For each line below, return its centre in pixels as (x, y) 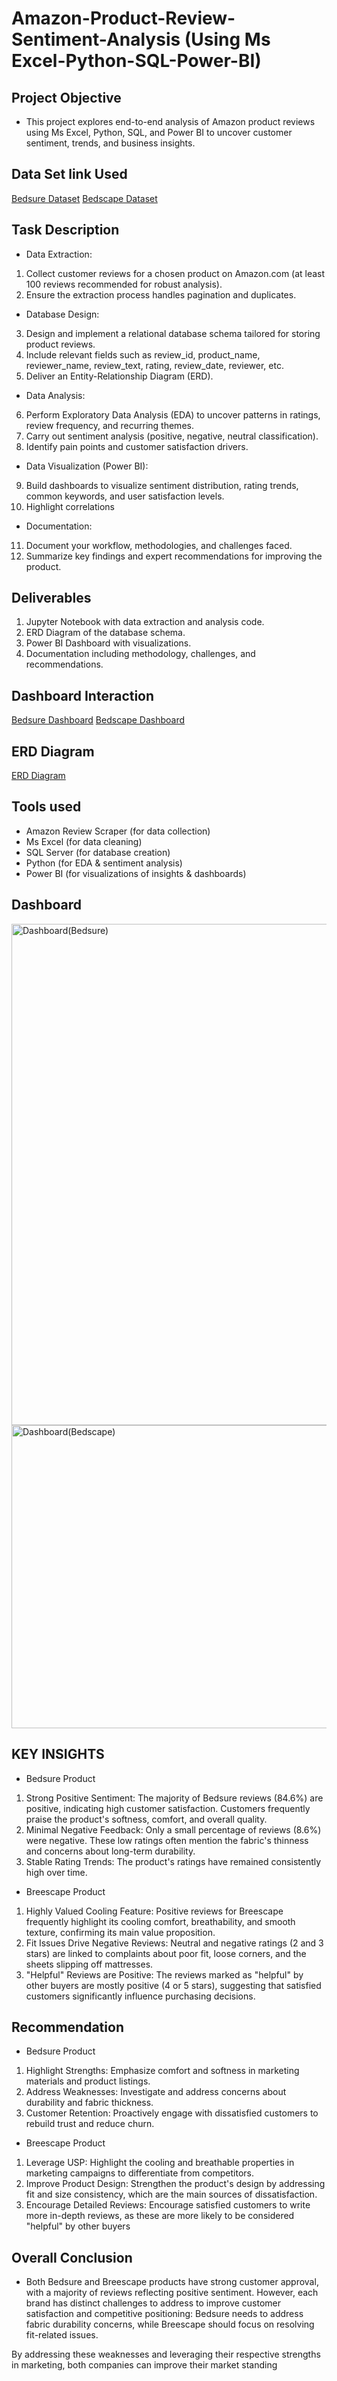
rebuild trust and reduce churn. (90, 2124)
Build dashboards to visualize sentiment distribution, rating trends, (162, 485)
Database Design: (62, 314)
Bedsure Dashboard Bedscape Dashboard (98, 720)
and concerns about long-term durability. (110, 1851)
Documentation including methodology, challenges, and (140, 654)
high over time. (56, 1872)
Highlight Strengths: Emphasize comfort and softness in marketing (162, 2071)
